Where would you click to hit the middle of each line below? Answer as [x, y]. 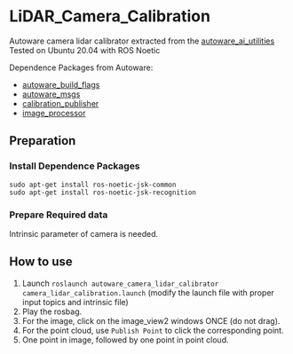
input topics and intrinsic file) [75, 302]
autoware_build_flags [61, 84]
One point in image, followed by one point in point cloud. [125, 340]
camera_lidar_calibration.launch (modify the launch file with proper [148, 292]
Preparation [43, 141]
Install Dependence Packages [75, 166]
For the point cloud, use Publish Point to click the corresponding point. [153, 330]
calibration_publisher [60, 103]
